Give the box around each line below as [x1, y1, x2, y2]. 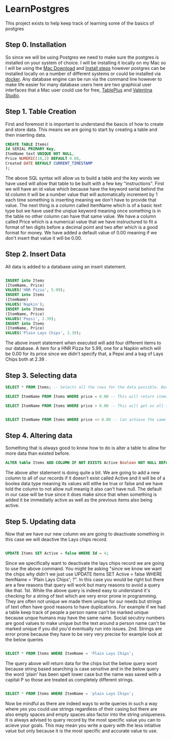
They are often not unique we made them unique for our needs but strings [5, 598, 162, 604]
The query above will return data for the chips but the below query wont [5, 660, 157, 666]
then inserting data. [5, 132, 47, 138]
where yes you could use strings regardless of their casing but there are [5, 706, 158, 712]
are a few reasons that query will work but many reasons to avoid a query [5, 582, 160, 588]
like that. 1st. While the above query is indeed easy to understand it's [5, 587, 150, 594]
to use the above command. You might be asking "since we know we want [5, 565, 162, 571]
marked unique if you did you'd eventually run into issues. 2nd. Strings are [5, 625, 162, 632]
